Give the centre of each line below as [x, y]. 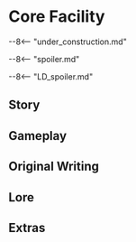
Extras [27, 228]
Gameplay [38, 136]
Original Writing [54, 167]
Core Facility [57, 17]
